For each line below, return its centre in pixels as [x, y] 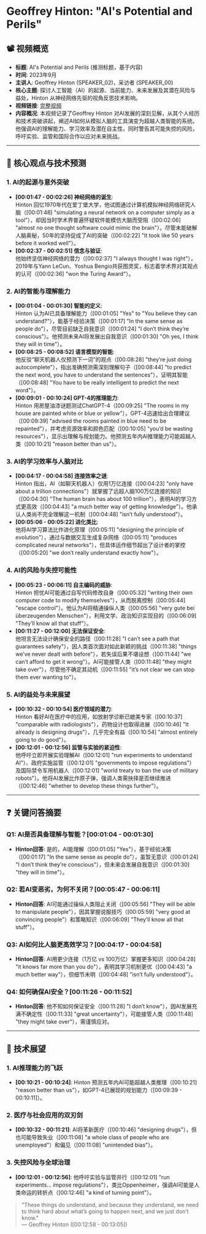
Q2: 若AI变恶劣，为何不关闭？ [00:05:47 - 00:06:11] [83, 889]
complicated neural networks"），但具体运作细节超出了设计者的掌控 [100, 545]
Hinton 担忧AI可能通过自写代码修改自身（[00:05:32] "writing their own [104, 592]
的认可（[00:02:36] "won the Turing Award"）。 [74, 273]
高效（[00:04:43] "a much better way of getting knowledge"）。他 [109, 507]
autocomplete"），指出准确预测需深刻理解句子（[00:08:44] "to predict [103, 367]
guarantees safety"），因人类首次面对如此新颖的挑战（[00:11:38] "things [106, 646]
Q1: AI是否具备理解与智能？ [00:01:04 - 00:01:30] [80, 835]
